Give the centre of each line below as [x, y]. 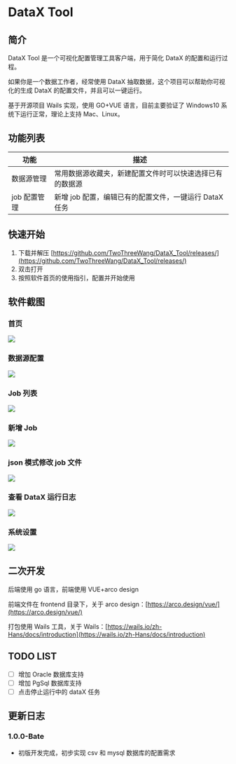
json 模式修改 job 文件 [45, 463]
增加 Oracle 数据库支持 [51, 674]
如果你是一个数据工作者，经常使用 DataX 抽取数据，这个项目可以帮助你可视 [117, 82]
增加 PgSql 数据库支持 [50, 683]
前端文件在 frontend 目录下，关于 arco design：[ [78, 604]
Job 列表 [23, 393]
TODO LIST [33, 656]
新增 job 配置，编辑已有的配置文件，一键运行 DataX [139, 197]
